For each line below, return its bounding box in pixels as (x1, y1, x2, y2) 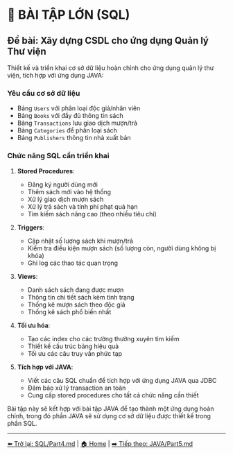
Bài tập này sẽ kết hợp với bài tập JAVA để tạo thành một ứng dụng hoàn (7, 404, 214, 413)
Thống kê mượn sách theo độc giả (27, 300, 126, 309)
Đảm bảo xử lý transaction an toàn (27, 384, 126, 392)
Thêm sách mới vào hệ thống (27, 187, 112, 196)
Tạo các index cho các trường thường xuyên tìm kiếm (27, 334, 180, 343)
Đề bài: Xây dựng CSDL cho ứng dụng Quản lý (7, 35, 209, 46)
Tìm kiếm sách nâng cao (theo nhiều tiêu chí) (27, 209, 157, 218)
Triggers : (17, 223, 45, 232)
